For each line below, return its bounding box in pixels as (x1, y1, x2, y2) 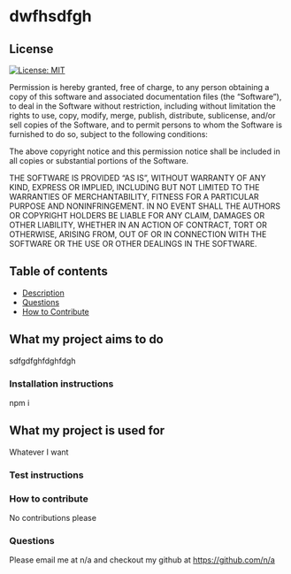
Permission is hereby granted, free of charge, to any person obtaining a (9, 82, 270, 92)
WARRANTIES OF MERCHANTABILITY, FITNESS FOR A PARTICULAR (9, 192, 259, 202)
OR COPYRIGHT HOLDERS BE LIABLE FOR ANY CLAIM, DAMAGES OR (9, 210, 265, 220)
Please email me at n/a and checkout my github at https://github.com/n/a (9, 555, 276, 565)
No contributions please (9, 512, 97, 523)
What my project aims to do (9, 332, 164, 347)
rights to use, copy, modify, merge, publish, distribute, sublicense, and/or (9, 111, 276, 120)
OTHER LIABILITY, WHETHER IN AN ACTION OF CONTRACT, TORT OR (9, 219, 267, 230)
